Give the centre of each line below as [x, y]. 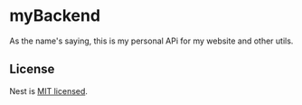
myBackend [55, 16]
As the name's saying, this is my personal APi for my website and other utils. [151, 41]
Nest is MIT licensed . [49, 91]
